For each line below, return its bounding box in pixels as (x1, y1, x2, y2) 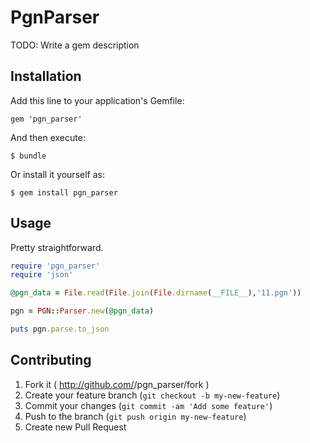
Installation (10, 68, 82, 85)
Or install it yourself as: (10, 168, 105, 180)
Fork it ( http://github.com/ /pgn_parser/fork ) (24, 378, 210, 390)
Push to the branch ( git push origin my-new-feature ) (24, 410, 247, 422)
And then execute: (10, 131, 86, 143)
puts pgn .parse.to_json (10, 324, 110, 335)
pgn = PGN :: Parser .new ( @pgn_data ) (10, 306, 155, 316)
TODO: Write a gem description (10, 39, 140, 51)
